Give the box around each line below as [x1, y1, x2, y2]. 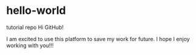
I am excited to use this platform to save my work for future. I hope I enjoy [6, 35, 190, 42]
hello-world [6, 4, 67, 18]
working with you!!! [6, 42, 54, 49]
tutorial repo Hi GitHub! [6, 24, 64, 31]
